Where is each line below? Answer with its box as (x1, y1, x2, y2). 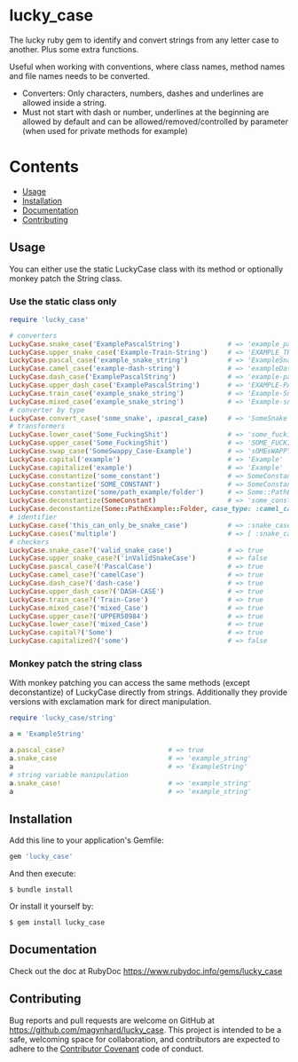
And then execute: (9, 869, 76, 879)
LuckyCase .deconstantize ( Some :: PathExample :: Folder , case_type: (9, 505, 252, 514)
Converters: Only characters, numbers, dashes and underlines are (21, 88, 264, 98)
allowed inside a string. (21, 97, 107, 107)
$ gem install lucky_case (9, 918, 105, 927)
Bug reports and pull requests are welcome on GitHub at (9, 1015, 216, 1026)
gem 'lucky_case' (9, 853, 74, 861)
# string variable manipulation (9, 770, 129, 779)
